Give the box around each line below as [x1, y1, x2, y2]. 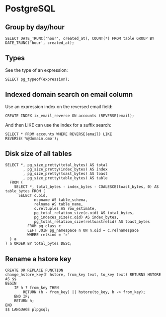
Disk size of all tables [5, 150, 72, 158]
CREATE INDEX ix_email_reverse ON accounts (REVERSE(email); [5, 113, 135, 118]
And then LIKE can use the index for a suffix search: [5, 122, 112, 128]
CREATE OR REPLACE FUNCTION [5, 268, 64, 273]
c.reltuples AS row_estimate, [34, 206, 97, 211]
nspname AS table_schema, [34, 197, 88, 202]
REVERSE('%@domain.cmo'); [5, 136, 59, 141]
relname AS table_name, [34, 202, 83, 207]
